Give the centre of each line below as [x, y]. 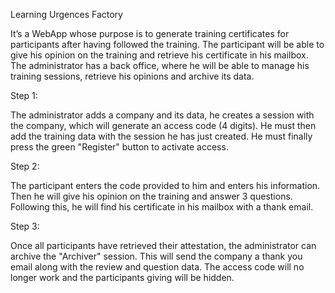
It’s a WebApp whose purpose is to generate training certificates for [150, 33]
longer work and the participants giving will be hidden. [122, 277]
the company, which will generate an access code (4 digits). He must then [163, 125]
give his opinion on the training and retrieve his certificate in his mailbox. [159, 55]
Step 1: [24, 95]
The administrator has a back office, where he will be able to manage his [160, 65]
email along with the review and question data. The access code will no [157, 267]
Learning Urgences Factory [66, 14]
